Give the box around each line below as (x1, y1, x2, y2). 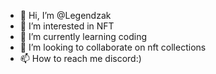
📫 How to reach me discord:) (19, 53, 142, 64)
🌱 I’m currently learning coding (19, 31, 148, 42)
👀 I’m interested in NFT (19, 20, 115, 32)
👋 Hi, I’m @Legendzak (19, 10, 112, 21)
